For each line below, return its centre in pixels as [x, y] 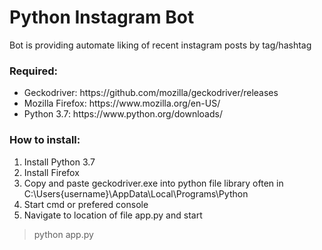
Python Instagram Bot [102, 17]
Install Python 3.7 [59, 162]
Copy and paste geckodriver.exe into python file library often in [153, 183]
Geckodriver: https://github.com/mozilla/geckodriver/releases [151, 93]
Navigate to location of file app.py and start [113, 215]
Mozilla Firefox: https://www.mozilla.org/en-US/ [122, 103]
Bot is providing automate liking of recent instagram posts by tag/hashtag [160, 45]
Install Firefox [51, 172]
